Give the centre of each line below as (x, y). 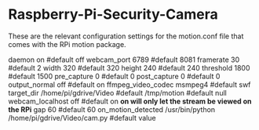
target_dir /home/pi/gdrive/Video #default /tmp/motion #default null (118, 92)
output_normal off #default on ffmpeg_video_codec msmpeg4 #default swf (129, 85)
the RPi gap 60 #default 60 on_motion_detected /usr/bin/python (112, 109)
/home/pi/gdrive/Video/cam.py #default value (82, 117)
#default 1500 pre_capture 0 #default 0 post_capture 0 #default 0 (114, 76)
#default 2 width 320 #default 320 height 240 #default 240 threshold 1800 (129, 67)
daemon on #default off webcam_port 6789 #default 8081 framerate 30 (124, 60)
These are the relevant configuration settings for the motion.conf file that (126, 36)
